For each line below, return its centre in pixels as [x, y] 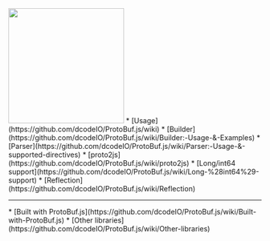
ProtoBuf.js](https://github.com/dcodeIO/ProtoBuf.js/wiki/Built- [153, 212]
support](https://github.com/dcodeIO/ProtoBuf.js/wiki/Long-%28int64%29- [134, 172]
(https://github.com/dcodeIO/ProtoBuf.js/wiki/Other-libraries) [109, 229]
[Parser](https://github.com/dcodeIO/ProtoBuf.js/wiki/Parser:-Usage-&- [127, 146]
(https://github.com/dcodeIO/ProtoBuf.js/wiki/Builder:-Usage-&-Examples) [132, 138]
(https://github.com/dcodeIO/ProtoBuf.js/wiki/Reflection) [102, 189]
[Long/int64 [216, 163]
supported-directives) [45, 155]
